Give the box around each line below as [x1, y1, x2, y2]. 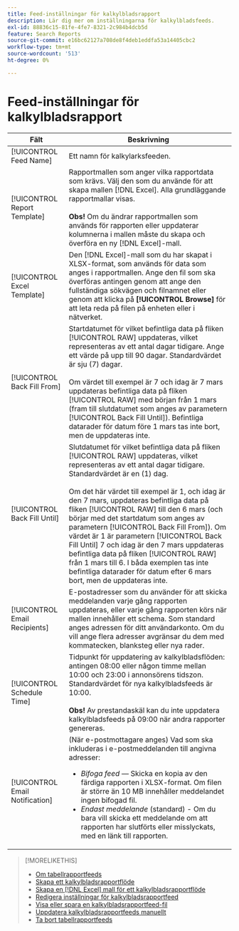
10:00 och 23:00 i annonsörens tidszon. [68, 670, 204, 680]
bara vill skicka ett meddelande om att [80, 813, 208, 823]
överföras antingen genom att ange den [68, 276, 201, 286]
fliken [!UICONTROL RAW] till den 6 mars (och [68, 504, 223, 514]
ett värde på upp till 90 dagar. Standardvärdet [68, 350, 222, 360]
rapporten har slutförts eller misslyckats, [80, 821, 216, 831]
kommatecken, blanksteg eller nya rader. [68, 640, 205, 650]
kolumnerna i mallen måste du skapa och [68, 229, 206, 239]
